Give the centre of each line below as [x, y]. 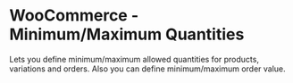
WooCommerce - [74, 16]
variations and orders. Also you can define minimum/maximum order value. [147, 69]
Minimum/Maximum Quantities [127, 34]
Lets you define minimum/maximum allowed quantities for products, [134, 59]
